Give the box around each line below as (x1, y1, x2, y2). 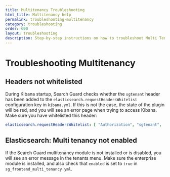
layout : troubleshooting (5, 31, 58, 36)
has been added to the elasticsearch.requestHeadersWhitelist (5, 96, 138, 102)
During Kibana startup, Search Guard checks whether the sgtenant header (5, 91, 160, 97)
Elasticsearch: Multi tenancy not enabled (5, 136, 138, 145)
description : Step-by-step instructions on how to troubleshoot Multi (5, 36, 157, 41)
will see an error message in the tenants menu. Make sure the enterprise (5, 155, 156, 161)
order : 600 (5, 26, 28, 31)
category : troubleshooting (5, 21, 62, 27)
